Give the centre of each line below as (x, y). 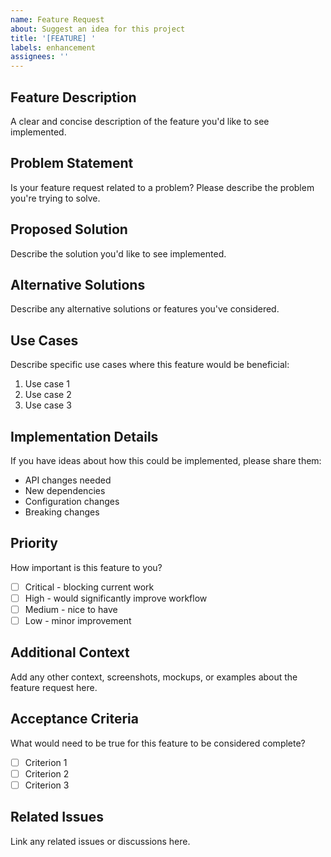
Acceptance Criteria (74, 719)
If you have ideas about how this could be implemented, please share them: (166, 460)
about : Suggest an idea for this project (98, 29)
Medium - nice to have (71, 609)
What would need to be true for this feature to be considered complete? (158, 743)
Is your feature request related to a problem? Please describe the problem (162, 187)
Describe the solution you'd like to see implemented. (118, 253)
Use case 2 (48, 395)
